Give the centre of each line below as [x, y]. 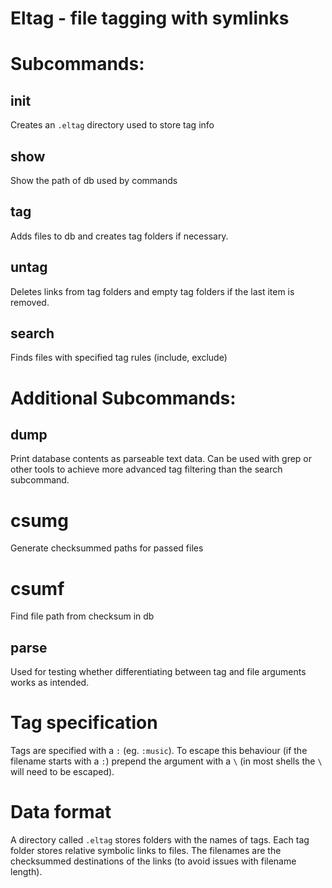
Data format [61, 812]
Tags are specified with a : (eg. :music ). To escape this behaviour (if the [159, 751]
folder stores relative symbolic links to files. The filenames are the [146, 850]
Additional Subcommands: [123, 398]
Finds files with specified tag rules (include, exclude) [119, 358]
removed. [30, 302]
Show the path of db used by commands [94, 180]
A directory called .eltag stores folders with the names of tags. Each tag [160, 840]
